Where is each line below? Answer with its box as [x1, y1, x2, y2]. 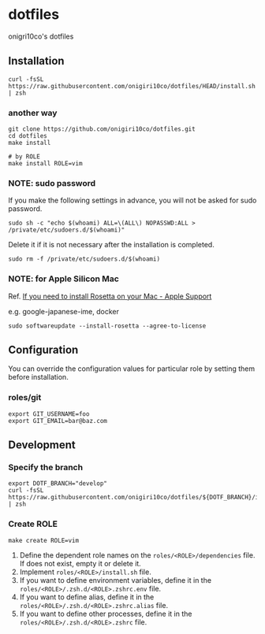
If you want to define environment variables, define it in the [19, 575, 211, 584]
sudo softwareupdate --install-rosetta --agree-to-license [8, 321, 207, 330]
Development [8, 439, 77, 452]
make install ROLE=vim [8, 160, 83, 168]
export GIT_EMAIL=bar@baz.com [8, 417, 108, 425]
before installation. [8, 373, 69, 382]
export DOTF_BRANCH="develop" [8, 480, 108, 488]
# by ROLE [8, 153, 41, 161]
